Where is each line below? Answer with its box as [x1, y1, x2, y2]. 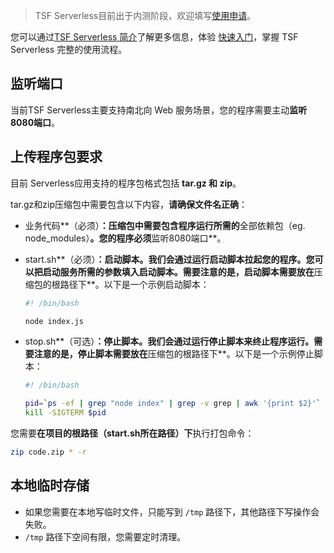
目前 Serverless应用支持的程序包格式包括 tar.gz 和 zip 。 [10, 177, 242, 189]
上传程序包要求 [10, 149, 103, 166]
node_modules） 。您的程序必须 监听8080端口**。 [24, 232, 227, 244]
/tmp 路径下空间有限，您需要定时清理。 [24, 530, 187, 543]
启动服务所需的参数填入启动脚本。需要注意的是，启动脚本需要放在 [42, 265, 315, 278]
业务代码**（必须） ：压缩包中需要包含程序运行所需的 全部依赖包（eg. [24, 219, 306, 231]
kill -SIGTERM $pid [24, 408, 107, 418]
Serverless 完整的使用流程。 [10, 44, 128, 55]
